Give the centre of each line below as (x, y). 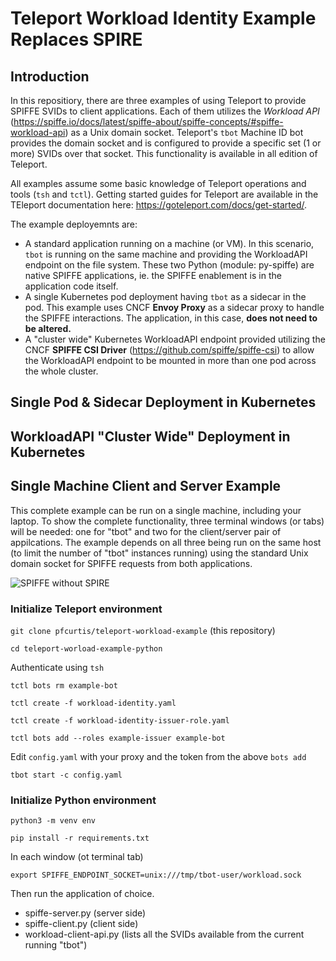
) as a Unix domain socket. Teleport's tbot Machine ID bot (184, 132)
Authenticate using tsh (57, 667)
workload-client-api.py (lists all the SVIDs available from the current (164, 934)
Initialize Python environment (83, 800)
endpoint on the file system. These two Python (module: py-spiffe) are (169, 265)
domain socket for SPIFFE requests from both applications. (131, 563)
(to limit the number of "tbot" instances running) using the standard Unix (159, 553)
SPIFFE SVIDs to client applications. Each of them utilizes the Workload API (165, 111)
